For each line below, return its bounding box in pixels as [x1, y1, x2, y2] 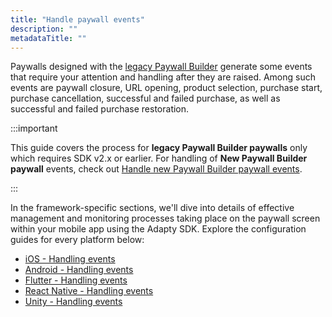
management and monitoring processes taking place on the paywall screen [10, 212, 321, 225]
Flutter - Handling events [24, 274, 128, 286]
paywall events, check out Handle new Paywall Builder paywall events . [10, 163, 303, 175]
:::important [10, 122, 58, 135]
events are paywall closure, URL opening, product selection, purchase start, [10, 82, 323, 94]
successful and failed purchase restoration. [10, 103, 190, 115]
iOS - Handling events [24, 253, 116, 265]
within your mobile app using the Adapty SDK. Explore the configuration [10, 223, 307, 235]
